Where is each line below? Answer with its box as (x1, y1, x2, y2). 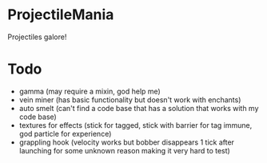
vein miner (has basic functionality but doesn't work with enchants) (18, 94, 241, 105)
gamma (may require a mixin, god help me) (18, 86, 161, 96)
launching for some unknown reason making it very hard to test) (18, 145, 231, 155)
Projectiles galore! (7, 32, 67, 42)
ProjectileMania (7, 6, 114, 24)
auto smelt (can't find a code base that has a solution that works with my (18, 103, 259, 113)
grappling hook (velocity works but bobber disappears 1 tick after (18, 137, 235, 147)
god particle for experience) (18, 129, 112, 138)
